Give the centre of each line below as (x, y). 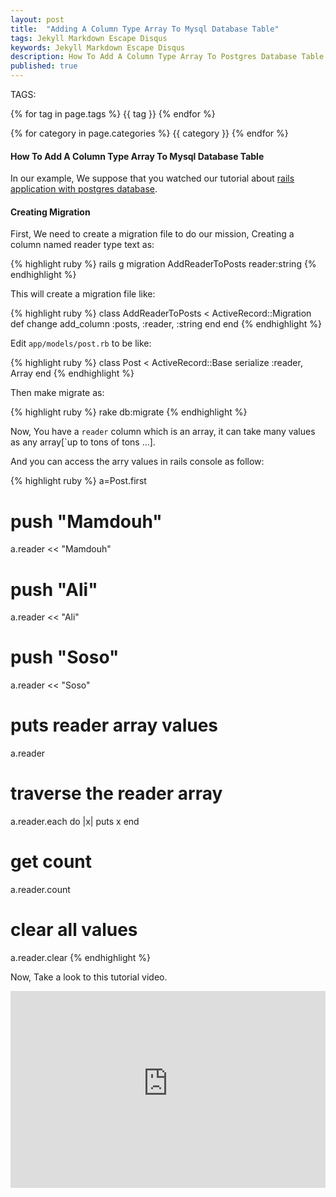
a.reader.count (40, 890)
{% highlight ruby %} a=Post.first (78, 481)
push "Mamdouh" (86, 521)
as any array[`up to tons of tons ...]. (83, 442)
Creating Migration (50, 212)
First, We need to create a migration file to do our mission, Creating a (152, 234)
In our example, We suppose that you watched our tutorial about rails (152, 178)
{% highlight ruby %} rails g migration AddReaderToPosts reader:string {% (163, 264)
